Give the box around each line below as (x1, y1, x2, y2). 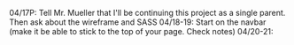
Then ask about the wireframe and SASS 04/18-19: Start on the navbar (9, 17, 267, 27)
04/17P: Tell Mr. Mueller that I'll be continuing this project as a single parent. (9, 8, 286, 18)
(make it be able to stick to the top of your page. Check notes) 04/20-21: (9, 26, 274, 36)
